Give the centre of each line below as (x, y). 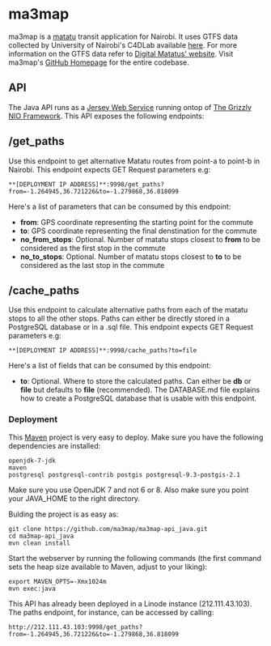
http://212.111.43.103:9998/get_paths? (76, 627)
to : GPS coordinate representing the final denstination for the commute (138, 231)
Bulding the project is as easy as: (64, 514)
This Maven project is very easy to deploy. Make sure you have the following (136, 437)
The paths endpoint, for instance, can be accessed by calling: (111, 612)
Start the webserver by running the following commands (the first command (135, 558)
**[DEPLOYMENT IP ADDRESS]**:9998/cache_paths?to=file (103, 351)
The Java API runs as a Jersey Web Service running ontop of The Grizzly (130, 107)
